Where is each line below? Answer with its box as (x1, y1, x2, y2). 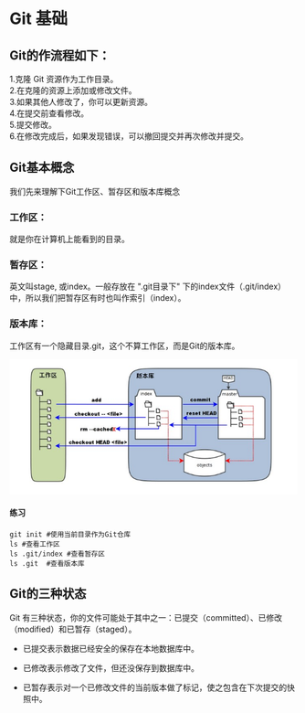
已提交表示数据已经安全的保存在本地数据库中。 (22, 643, 199, 654)
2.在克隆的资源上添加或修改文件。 (9, 85, 137, 96)
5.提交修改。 (9, 120, 57, 130)
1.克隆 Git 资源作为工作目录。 (9, 74, 119, 84)
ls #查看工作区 (9, 540, 61, 549)
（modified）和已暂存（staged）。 (9, 623, 137, 634)
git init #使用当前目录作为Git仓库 (9, 530, 131, 539)
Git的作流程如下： (9, 48, 111, 63)
